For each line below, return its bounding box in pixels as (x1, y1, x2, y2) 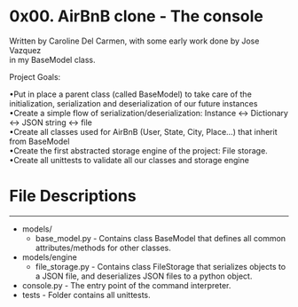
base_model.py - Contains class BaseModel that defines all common (35, 232, 286, 243)
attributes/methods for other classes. (35, 242, 171, 253)
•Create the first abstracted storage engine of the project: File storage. (9, 145, 268, 156)
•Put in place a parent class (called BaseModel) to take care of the (9, 89, 253, 99)
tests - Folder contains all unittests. (21, 289, 151, 300)
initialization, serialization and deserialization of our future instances (9, 98, 258, 108)
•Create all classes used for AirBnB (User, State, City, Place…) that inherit (9, 126, 278, 137)
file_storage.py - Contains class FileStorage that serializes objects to (35, 261, 286, 272)
